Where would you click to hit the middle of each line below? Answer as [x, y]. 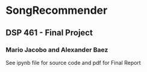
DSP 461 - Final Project [49, 33]
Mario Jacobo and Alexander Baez [57, 50]
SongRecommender [57, 10]
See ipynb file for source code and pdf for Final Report [73, 62]
